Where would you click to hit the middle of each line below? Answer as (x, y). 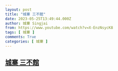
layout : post (18, 10)
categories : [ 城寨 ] (27, 42)
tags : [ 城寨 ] (20, 32)
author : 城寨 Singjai (27, 23)
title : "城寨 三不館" (25, 14)
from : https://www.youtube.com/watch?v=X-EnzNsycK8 (59, 28)
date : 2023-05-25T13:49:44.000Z (38, 19)
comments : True (21, 37)
